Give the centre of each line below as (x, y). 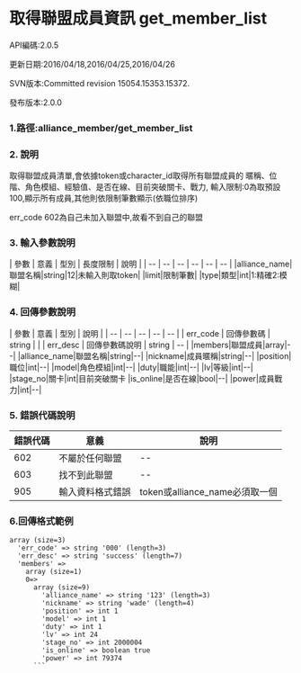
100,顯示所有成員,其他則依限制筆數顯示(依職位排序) (104, 198)
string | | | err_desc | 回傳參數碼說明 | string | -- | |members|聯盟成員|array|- (150, 345)
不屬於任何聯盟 (91, 458)
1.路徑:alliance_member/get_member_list (101, 128)
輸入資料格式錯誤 (95, 492)
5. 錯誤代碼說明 (42, 415)
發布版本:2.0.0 (36, 102)
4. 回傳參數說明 (43, 312)
